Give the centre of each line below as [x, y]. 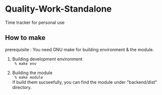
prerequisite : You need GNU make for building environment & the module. [80, 49]
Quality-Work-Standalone [59, 9]
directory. [22, 87]
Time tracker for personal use [35, 22]
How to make [25, 38]
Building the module [32, 73]
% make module [29, 77]
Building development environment [47, 59]
